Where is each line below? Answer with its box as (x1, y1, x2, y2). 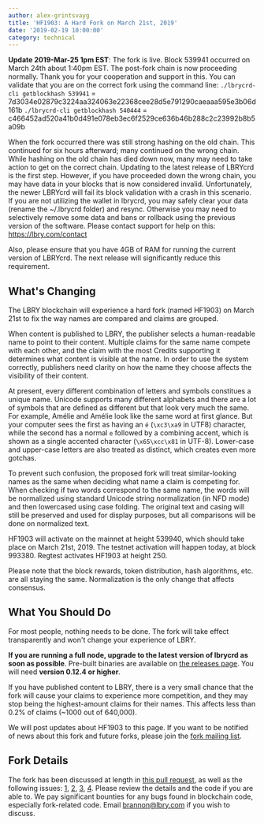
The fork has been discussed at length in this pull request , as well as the (8, 774, 243, 785)
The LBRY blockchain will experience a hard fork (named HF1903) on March (8, 305, 255, 315)
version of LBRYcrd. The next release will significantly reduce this (8, 253, 221, 263)
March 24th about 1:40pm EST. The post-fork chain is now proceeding (8, 64, 237, 73)
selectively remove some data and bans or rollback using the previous (8, 213, 236, 222)
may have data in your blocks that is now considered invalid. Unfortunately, (8, 179, 252, 189)
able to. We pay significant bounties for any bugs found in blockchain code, (8, 792, 254, 801)
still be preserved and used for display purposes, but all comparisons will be (8, 510, 256, 520)
